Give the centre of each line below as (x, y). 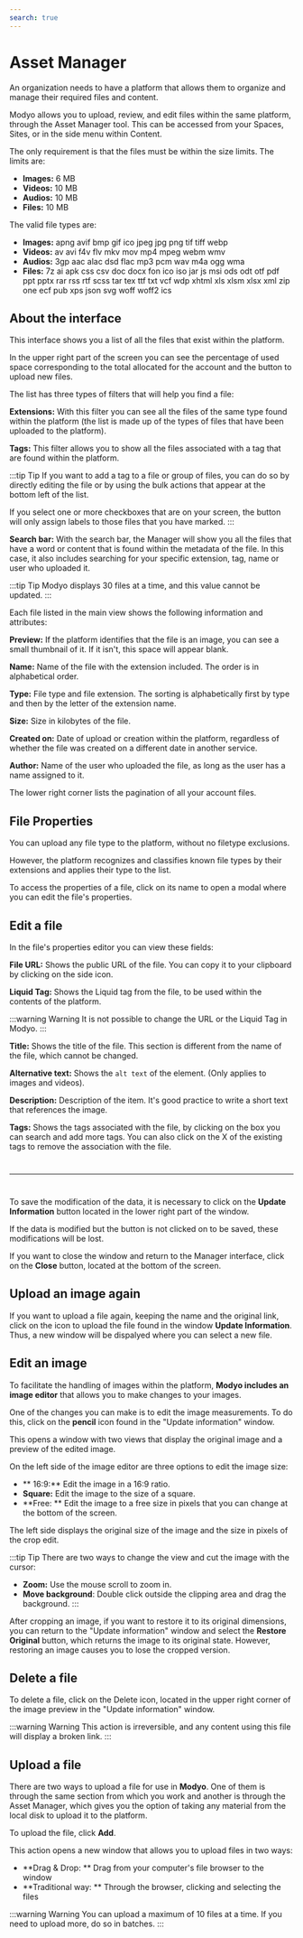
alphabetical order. (44, 676)
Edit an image (48, 1363)
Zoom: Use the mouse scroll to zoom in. (97, 1584)
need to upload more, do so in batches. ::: (87, 1924)
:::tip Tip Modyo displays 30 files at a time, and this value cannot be (135, 586)
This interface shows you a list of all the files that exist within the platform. (147, 340)
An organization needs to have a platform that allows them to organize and (147, 88)
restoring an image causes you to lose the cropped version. (120, 1650)
